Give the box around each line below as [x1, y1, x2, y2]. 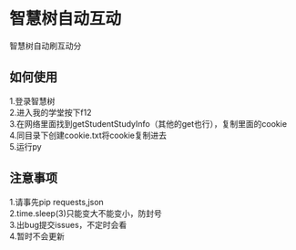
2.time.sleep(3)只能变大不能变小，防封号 [9, 207, 162, 219]
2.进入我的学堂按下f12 [9, 107, 92, 118]
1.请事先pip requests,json [9, 196, 105, 207]
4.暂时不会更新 [9, 230, 66, 242]
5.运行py [9, 141, 43, 151]
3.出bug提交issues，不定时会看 [9, 219, 128, 230]
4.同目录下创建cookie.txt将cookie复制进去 [9, 130, 167, 141]
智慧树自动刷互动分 [9, 40, 82, 51]
